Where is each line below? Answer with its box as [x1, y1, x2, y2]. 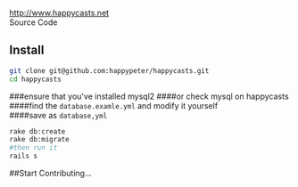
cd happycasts [9, 75, 62, 84]
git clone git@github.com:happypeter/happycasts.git [9, 66, 210, 75]
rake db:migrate [9, 135, 70, 144]
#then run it [9, 143, 58, 152]
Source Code [9, 17, 58, 28]
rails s [9, 151, 38, 161]
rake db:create [9, 126, 66, 136]
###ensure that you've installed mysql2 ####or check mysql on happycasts [9, 91, 289, 102]
